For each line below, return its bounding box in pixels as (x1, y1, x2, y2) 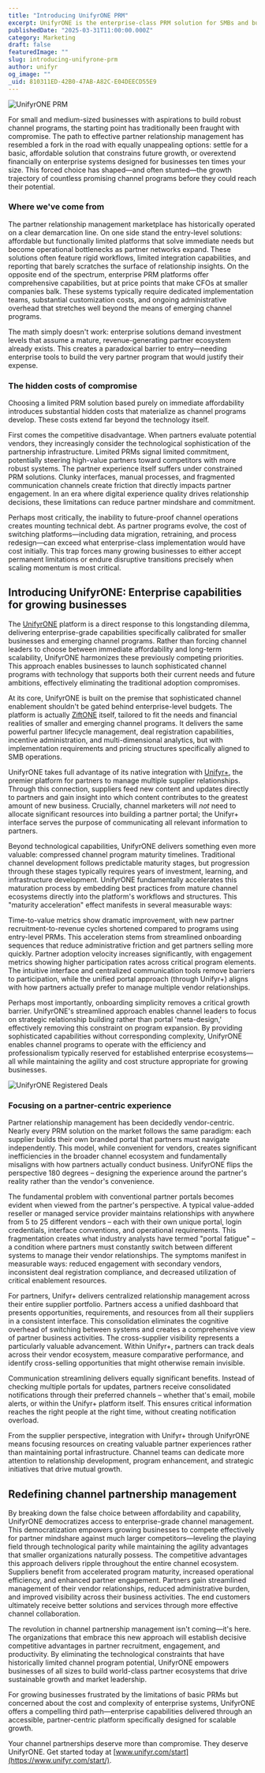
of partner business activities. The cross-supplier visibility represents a (8, 1333, 240, 1343)
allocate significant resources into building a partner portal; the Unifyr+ (8, 809, 239, 818)
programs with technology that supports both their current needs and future (8, 669, 256, 679)
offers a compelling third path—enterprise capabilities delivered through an (8, 1707, 252, 1716)
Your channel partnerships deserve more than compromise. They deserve (8, 1739, 248, 1749)
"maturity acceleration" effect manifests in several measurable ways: (8, 900, 233, 909)
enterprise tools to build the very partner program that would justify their (8, 352, 244, 362)
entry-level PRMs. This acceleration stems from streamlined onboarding (8, 932, 242, 941)
